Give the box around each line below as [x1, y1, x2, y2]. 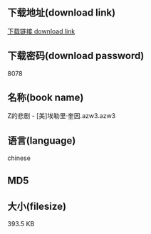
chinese [7, 154, 31, 162]
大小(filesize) [7, 201, 66, 213]
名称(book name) [7, 92, 84, 104]
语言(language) [7, 134, 76, 147]
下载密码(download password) [7, 50, 145, 62]
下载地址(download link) [7, 6, 116, 19]
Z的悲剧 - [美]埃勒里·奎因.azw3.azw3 [7, 112, 116, 120]
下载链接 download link [7, 27, 75, 36]
